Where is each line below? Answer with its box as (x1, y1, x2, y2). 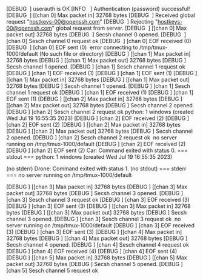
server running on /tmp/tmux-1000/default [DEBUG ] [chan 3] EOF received (6, 222, 195, 229)
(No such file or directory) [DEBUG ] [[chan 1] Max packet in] (39, 50, 191, 57)
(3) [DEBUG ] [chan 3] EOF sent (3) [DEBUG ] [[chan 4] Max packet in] (6, 228, 182, 235)
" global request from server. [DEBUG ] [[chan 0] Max (52, 24, 187, 32)
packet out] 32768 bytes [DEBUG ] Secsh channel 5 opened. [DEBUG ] (6, 261, 183, 267)
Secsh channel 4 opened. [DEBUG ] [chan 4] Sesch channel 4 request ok (6, 241, 190, 248)
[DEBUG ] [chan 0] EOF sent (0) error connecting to (6, 44, 138, 51)
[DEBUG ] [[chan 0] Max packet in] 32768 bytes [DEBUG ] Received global (6, 12, 196, 19)
